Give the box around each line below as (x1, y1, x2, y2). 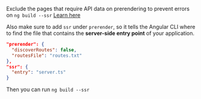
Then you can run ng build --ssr (6, 86, 90, 93)
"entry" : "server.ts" (11, 69, 66, 75)
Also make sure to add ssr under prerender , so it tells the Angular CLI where (6, 24, 196, 30)
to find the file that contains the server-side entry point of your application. (6, 30, 195, 37)
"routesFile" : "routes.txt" (11, 53, 83, 59)
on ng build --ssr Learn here (6, 11, 81, 19)
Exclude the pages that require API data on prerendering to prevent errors (6, 5, 190, 12)
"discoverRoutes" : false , (11, 46, 77, 53)
